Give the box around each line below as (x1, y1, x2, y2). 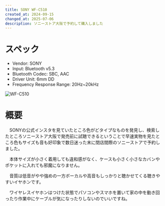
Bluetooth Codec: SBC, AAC (12, 71, 69, 77)
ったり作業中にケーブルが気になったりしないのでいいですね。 (5, 196, 130, 202)
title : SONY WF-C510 (5, 7, 48, 12)
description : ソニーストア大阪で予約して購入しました (5, 21, 103, 26)
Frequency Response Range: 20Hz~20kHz (12, 82, 99, 87)
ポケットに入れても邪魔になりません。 (5, 163, 83, 168)
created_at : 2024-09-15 (5, 12, 54, 17)
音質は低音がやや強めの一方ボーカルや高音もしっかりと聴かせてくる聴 (9, 173, 152, 179)
